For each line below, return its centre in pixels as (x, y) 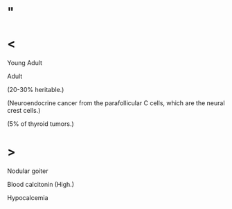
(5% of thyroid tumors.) (41, 124)
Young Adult (25, 63)
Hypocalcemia (28, 198)
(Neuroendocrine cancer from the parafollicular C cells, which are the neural (116, 103)
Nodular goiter (28, 171)
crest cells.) (24, 111)
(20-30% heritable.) (36, 90)
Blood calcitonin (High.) (41, 185)
